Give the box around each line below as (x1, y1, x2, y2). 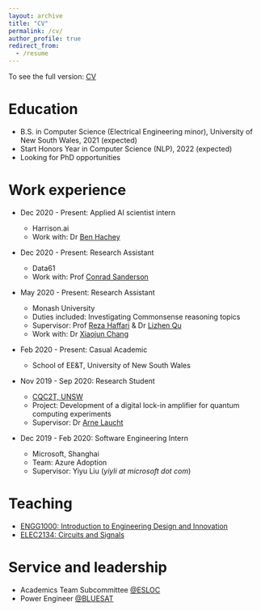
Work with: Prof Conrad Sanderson (32, 272, 149, 282)
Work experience (8, 181, 127, 199)
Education (8, 100, 78, 118)
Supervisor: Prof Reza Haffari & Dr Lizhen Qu (32, 320, 182, 330)
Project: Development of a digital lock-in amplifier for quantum (32, 400, 240, 409)
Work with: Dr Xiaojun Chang (32, 329, 129, 338)
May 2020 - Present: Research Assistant (19, 287, 155, 297)
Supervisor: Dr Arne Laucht (32, 418, 124, 427)
